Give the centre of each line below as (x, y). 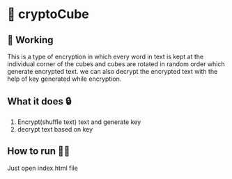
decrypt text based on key (55, 129)
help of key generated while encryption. (64, 79)
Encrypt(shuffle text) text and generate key (79, 122)
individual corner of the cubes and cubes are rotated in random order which (116, 64)
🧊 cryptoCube (48, 14)
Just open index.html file (42, 168)
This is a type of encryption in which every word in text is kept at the (106, 56)
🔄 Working (30, 40)
